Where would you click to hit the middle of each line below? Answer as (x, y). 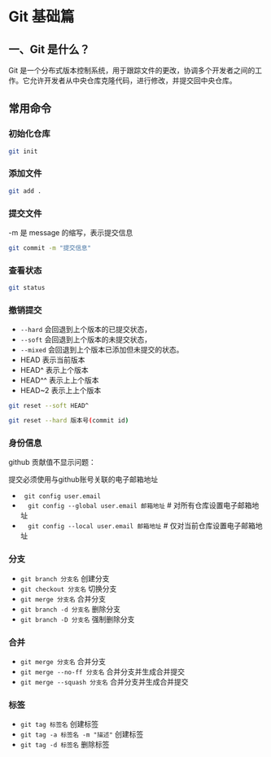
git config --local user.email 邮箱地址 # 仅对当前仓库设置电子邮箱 (142, 526)
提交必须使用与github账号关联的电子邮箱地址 (83, 479)
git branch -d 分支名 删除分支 (70, 609)
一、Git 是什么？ (50, 49)
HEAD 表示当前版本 (52, 360)
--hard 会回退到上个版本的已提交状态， (86, 330)
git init (23, 151)
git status (27, 288)
